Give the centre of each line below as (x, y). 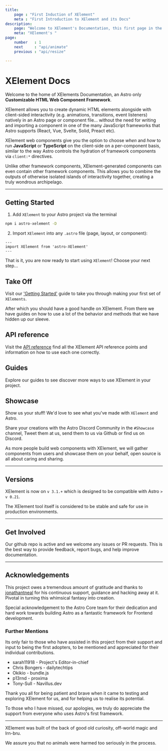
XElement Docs (38, 81)
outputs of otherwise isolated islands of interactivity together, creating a (79, 177)
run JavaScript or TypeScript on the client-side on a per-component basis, (83, 146)
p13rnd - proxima (30, 678)
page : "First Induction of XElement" (54, 14)
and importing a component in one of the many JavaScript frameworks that (83, 125)
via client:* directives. (29, 156)
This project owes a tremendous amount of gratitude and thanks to (74, 587)
